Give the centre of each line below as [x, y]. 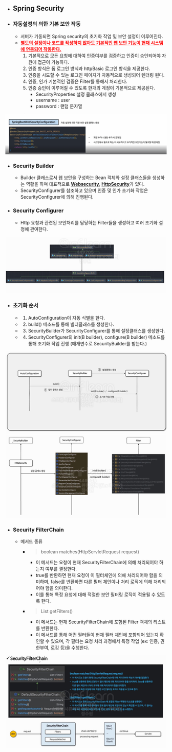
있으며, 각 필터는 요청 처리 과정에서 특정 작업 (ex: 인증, [105, 641]
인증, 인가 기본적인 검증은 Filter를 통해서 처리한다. [78, 81]
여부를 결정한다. [61, 569]
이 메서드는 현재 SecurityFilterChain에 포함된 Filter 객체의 [94, 622]
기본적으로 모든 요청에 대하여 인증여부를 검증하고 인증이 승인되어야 [94, 56]
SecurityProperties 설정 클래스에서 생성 [76, 94]
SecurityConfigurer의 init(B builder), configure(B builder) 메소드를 [96, 337]
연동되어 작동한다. [43, 49]
